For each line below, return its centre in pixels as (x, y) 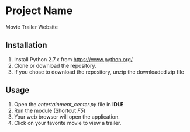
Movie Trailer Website (32, 27)
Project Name (39, 11)
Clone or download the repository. (55, 65)
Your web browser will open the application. (67, 117)
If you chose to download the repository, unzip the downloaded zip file (99, 72)
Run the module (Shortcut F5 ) (50, 110)
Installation (26, 45)
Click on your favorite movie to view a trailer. (68, 123)
